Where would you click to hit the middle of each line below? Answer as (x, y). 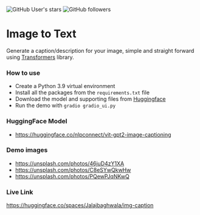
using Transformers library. (40, 57)
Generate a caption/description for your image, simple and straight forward (100, 50)
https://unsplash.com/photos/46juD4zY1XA (70, 163)
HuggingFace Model (37, 121)
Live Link (20, 192)
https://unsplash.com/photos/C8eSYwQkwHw (73, 169)
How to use (23, 73)
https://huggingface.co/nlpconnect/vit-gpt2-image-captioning (93, 134)
